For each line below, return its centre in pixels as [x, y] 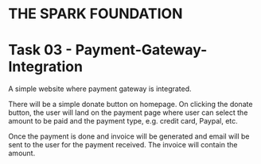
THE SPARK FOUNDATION [95, 14]
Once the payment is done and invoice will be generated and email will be [129, 136]
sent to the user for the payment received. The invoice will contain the [123, 145]
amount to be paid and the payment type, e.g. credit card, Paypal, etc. [123, 121]
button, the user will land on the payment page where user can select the [128, 113]
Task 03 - [41, 50]
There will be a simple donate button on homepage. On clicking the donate [130, 105]
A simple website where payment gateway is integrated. [100, 89]
